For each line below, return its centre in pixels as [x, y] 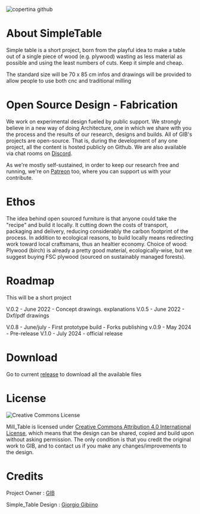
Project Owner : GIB [30, 493]
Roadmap [30, 281]
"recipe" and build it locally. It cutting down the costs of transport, [87, 225]
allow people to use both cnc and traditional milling [69, 80]
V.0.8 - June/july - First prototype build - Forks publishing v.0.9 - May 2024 [99, 327]
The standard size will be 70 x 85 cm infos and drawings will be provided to [99, 74]
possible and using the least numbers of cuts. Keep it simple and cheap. [95, 62]
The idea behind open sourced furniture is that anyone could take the [92, 218]
